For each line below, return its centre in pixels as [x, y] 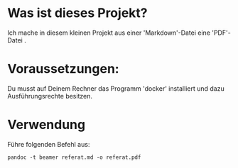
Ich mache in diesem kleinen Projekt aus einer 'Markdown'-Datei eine [109, 33]
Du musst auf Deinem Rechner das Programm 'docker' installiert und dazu [116, 88]
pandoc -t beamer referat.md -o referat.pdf [74, 157]
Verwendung [47, 125]
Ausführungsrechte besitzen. [50, 96]
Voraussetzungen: [63, 69]
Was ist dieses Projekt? [77, 13]
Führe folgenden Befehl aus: [49, 144]
